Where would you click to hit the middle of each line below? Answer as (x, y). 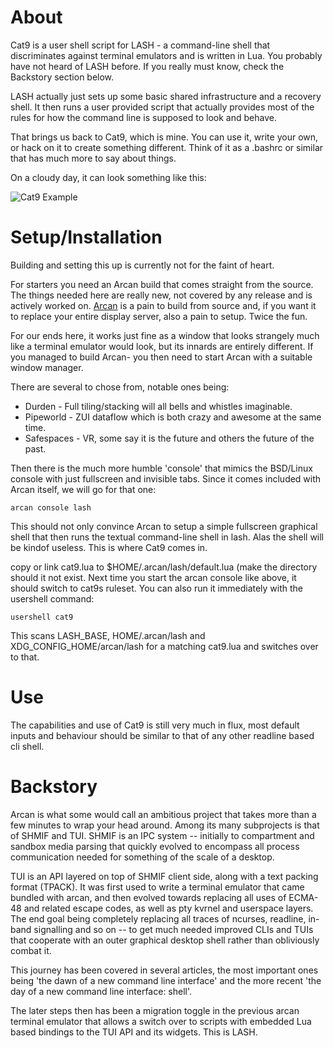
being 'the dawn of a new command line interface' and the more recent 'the (166, 980)
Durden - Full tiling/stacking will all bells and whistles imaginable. (158, 406)
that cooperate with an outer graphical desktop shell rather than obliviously (165, 940)
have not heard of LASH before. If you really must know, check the (147, 66)
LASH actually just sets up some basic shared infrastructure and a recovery (166, 96)
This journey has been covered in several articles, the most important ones (164, 970)
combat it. (31, 950)
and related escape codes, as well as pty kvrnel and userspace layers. (168, 908)
